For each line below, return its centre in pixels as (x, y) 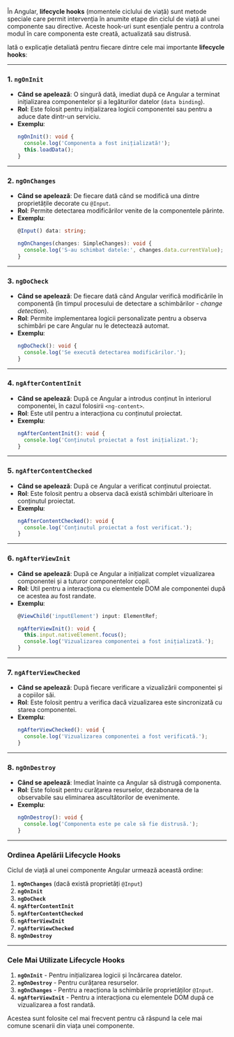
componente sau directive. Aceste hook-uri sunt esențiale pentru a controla (116, 26)
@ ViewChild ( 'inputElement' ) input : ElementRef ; (88, 616)
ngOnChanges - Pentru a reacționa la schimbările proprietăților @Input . (115, 990)
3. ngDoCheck (28, 281)
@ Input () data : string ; (52, 231)
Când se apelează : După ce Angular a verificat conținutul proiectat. (114, 486)
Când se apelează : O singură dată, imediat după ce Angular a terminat (119, 94)
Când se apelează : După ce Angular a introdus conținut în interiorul (114, 398)
